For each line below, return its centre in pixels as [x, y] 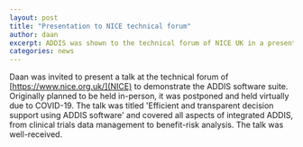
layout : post [34, 18]
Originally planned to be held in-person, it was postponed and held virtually [149, 96]
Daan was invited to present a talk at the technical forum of [119, 77]
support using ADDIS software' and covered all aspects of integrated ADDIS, [151, 115]
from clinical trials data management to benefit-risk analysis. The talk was [147, 125]
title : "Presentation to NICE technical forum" [101, 26]
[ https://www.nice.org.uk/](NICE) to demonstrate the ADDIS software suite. [149, 87]
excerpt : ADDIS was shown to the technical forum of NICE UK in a [137, 43]
